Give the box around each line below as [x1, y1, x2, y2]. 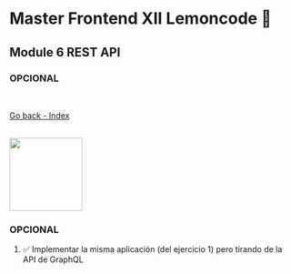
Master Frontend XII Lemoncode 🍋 [9, 8, 272, 29]
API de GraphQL [22, 254, 84, 265]
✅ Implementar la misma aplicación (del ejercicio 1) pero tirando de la [22, 244, 283, 255]
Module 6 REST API [9, 45, 121, 60]
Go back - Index [9, 109, 70, 121]
